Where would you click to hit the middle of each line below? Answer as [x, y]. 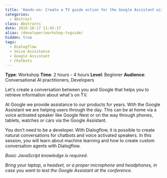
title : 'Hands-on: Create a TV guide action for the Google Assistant [80, 10]
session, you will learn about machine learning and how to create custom [80, 141]
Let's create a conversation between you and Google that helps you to [77, 89]
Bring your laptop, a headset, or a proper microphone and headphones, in [81, 165]
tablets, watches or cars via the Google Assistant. [56, 120]
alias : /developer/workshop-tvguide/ [44, 33]
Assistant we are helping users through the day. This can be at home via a [81, 110]
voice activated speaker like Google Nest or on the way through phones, [79, 115]
